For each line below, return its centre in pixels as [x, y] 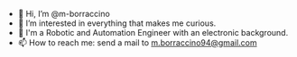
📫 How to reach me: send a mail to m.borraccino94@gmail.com [137, 43]
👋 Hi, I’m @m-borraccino [64, 14]
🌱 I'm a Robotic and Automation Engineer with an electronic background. [153, 33]
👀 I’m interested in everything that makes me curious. [117, 23]
